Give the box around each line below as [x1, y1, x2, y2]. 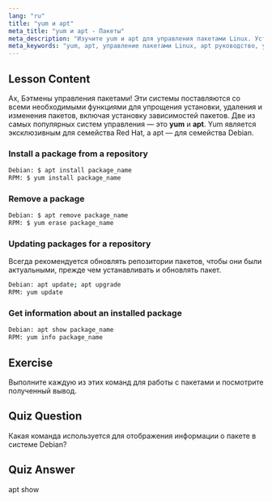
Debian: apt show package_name [8, 325, 114, 334]
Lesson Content [8, 72, 91, 86]
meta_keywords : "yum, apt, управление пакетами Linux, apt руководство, [8, 42, 259, 50]
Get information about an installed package [8, 308, 182, 318]
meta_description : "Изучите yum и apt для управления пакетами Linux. [8, 34, 252, 43]
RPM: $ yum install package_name [8, 174, 121, 182]
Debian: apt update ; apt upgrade [8, 281, 121, 289]
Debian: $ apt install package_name [8, 167, 132, 175]
